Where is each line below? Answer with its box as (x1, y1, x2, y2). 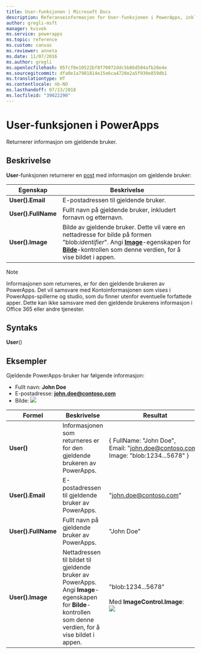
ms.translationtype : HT (6, 76, 66, 82)
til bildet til (62, 556, 92, 564)
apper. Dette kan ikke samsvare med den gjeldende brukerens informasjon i (6, 299, 193, 306)
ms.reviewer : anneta (6, 48, 58, 54)
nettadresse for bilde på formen (62, 230, 152, 239)
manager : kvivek (6, 25, 47, 32)
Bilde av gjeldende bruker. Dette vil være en (62, 223, 185, 231)
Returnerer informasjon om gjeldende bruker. (6, 138, 117, 145)
